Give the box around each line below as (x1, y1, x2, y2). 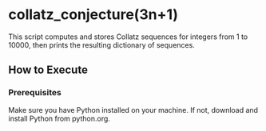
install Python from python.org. (8, 114, 110, 123)
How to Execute (8, 64, 88, 77)
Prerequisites (8, 87, 62, 98)
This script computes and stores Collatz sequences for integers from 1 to (8, 32, 248, 41)
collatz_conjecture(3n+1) (8, 6, 178, 24)
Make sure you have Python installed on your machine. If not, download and (8, 105, 258, 114)
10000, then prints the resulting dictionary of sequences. (8, 40, 196, 49)
